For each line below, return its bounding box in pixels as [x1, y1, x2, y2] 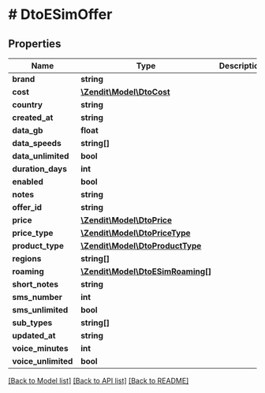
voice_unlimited [12, 356, 73, 366]
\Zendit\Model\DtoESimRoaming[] [80, 266, 211, 277]
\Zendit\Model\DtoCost [80, 87, 171, 97]
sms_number [12, 292, 63, 302]
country [12, 99, 43, 110]
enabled [12, 176, 43, 187]
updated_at [12, 330, 56, 341]
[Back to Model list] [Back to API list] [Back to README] [8, 376, 189, 385]
